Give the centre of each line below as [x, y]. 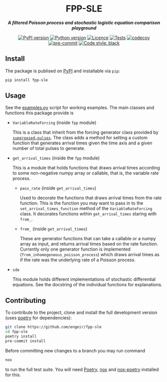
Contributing [25, 301]
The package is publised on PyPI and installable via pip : [62, 71]
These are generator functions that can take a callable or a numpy [88, 239]
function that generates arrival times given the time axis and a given [82, 143]
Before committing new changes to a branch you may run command [75, 350]
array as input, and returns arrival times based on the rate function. [89, 244]
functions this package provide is [39, 113]
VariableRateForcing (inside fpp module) [54, 123]
